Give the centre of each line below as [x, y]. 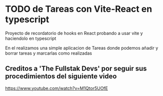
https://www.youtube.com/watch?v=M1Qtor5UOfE [57, 88]
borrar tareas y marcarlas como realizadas [49, 53]
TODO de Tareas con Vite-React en [79, 9]
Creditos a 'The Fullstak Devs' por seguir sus [76, 69]
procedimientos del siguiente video [61, 77]
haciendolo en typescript [31, 38]
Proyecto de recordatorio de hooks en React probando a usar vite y [74, 33]
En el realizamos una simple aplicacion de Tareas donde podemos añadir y [82, 48]
